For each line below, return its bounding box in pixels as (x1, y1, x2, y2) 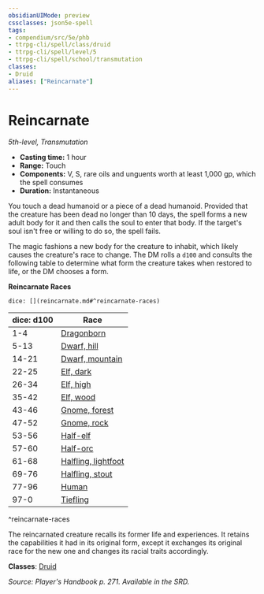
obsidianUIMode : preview (8, 11, 90, 20)
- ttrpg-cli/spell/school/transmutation (8, 56, 143, 64)
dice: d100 (12, 314, 54, 325)
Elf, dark (61, 366, 92, 377)
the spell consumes (19, 178, 84, 187)
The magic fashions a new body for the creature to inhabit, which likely (8, 242, 239, 251)
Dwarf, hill (61, 340, 99, 351)
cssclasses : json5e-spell (8, 19, 93, 27)
